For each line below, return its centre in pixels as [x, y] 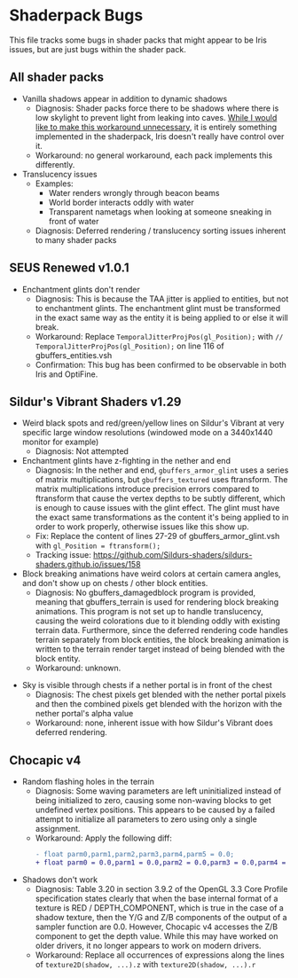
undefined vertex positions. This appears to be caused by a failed [155, 810]
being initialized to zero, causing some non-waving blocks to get [153, 801]
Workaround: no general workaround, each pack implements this [154, 155]
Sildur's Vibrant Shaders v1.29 [95, 401]
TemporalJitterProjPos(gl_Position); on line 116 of [129, 346]
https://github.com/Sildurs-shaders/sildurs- [173, 555]
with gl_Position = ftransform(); [98, 545]
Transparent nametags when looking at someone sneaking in [160, 211]
